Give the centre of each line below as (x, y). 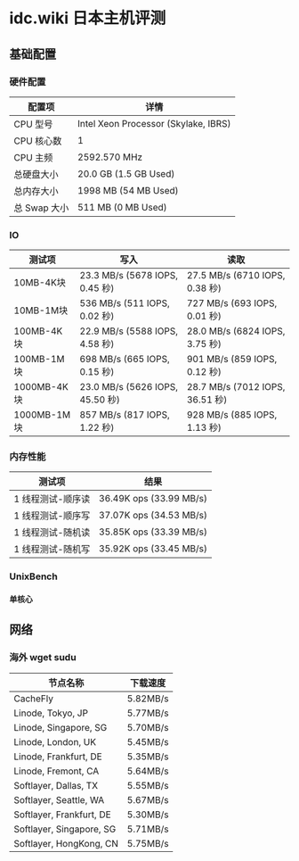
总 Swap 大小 (41, 208)
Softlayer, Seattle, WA (59, 799)
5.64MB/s (148, 771)
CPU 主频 (33, 157)
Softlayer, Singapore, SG (65, 829)
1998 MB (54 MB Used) (128, 190)
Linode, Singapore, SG (61, 727)
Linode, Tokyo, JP (51, 713)
